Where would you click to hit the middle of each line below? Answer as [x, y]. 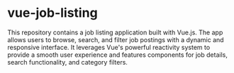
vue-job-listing [52, 13]
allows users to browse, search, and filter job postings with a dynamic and [116, 39]
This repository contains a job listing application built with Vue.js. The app [115, 32]
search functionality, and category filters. [67, 62]
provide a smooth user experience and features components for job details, [118, 55]
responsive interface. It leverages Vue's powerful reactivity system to [109, 47]
